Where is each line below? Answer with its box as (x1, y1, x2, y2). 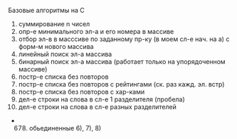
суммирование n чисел (18, 20, 90, 28)
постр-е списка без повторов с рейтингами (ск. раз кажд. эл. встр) (18, 80, 225, 88)
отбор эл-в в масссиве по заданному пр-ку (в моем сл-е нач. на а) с (18, 35, 230, 43)
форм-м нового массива (18, 43, 95, 50)
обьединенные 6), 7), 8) (28, 124, 102, 132)
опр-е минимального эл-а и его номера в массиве (18, 28, 174, 35)
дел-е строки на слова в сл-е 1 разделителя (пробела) (18, 95, 186, 104)
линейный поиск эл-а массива (18, 50, 112, 58)
